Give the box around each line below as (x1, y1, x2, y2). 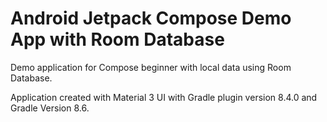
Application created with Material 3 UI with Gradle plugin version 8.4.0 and (10, 91, 318, 103)
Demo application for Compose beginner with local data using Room (10, 61, 292, 73)
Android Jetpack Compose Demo (10, 7, 292, 30)
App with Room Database (10, 28, 225, 51)
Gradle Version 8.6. (10, 102, 90, 114)
